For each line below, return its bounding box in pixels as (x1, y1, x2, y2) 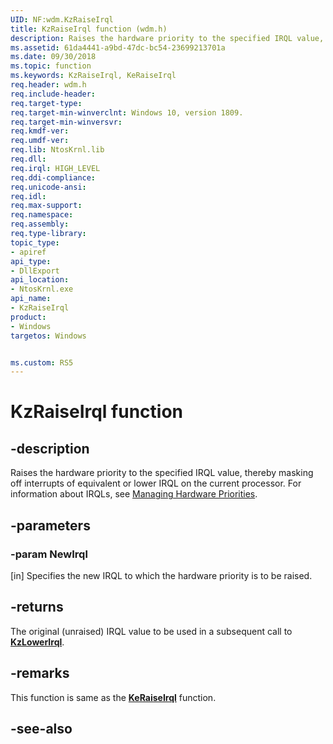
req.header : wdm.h (10, 80, 87, 90)
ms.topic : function (10, 61, 92, 71)
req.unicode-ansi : (10, 182, 87, 192)
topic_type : (10, 237, 60, 248)
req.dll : (10, 154, 47, 164)
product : (10, 312, 47, 322)
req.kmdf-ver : (10, 126, 70, 136)
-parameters (10, 517, 91, 534)
